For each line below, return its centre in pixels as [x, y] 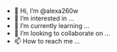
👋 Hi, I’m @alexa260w [46, 11]
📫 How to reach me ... [47, 41]
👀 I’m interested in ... [44, 18]
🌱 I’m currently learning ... [52, 26]
